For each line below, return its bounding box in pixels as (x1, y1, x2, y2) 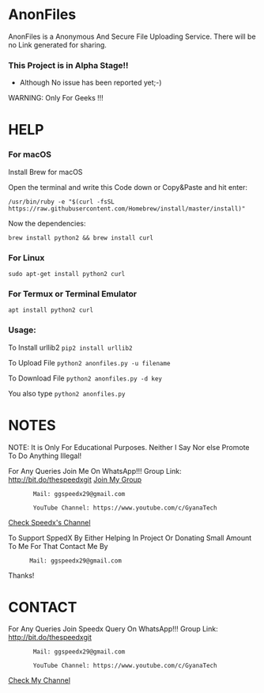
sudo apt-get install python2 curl (8, 271, 126, 278)
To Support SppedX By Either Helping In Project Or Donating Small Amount (8, 532, 252, 543)
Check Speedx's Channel (8, 517, 91, 527)
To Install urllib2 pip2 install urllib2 (8, 343, 133, 352)
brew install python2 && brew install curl (8, 233, 154, 242)
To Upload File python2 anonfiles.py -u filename (8, 358, 171, 367)
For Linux (8, 252, 45, 263)
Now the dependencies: (8, 218, 86, 228)
